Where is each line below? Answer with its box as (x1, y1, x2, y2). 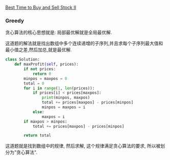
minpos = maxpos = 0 (23, 76, 67, 81)
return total (23, 133, 52, 138)
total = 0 (23, 81, 44, 86)
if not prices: (23, 67, 56, 72)
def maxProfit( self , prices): (14, 62, 79, 67)
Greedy (5, 17, 25, 24)
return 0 (32, 71, 52, 76)
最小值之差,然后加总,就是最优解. (5, 47, 72, 53)
